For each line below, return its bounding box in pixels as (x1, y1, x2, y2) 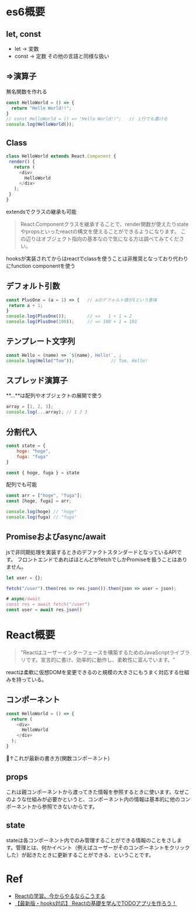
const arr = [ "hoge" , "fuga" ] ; (6, 493, 82, 498)
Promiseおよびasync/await (6, 532, 106, 542)
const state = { (6, 443, 46, 449)
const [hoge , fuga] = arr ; (6, 498, 72, 504)
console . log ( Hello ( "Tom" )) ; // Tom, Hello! (6, 358, 148, 364)
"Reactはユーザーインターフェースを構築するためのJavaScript (20, 649, 170, 656)
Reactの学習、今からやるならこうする (14, 892, 106, 899)
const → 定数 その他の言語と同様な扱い (14, 53, 109, 59)
